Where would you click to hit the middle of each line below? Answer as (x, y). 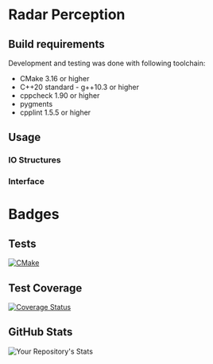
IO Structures (35, 160)
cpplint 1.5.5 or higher (55, 112)
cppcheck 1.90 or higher (60, 96)
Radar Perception (67, 15)
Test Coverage (45, 288)
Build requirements (56, 44)
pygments (36, 104)
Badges (34, 215)
